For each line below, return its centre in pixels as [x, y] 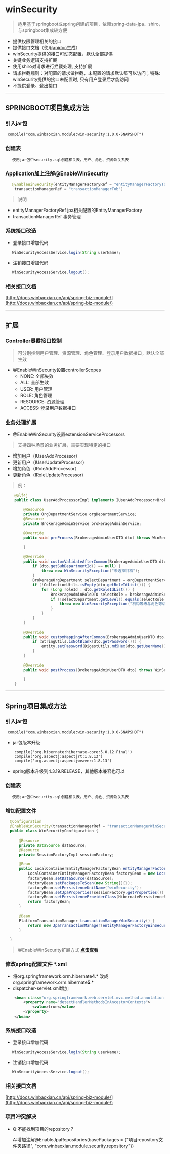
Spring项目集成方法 [36, 706]
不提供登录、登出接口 [35, 85]
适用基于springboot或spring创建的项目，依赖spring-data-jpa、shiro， [90, 24]
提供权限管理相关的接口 [37, 41]
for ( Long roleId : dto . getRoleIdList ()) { [88, 589]
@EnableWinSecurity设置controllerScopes [57, 370]
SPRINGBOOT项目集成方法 [47, 108]
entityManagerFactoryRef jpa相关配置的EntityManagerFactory [77, 210]
